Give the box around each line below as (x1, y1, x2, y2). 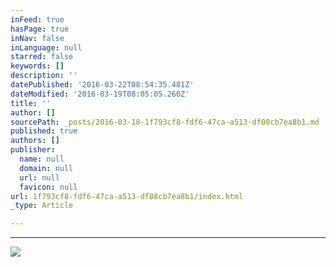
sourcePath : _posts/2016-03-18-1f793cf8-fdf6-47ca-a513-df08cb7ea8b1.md (10, 117, 320, 127)
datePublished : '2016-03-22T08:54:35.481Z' (10, 80, 195, 90)
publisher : (10, 145, 56, 155)
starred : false (10, 52, 74, 62)
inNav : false (10, 33, 65, 43)
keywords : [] (10, 61, 65, 71)
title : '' (10, 98, 52, 108)
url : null (19, 172, 60, 183)
